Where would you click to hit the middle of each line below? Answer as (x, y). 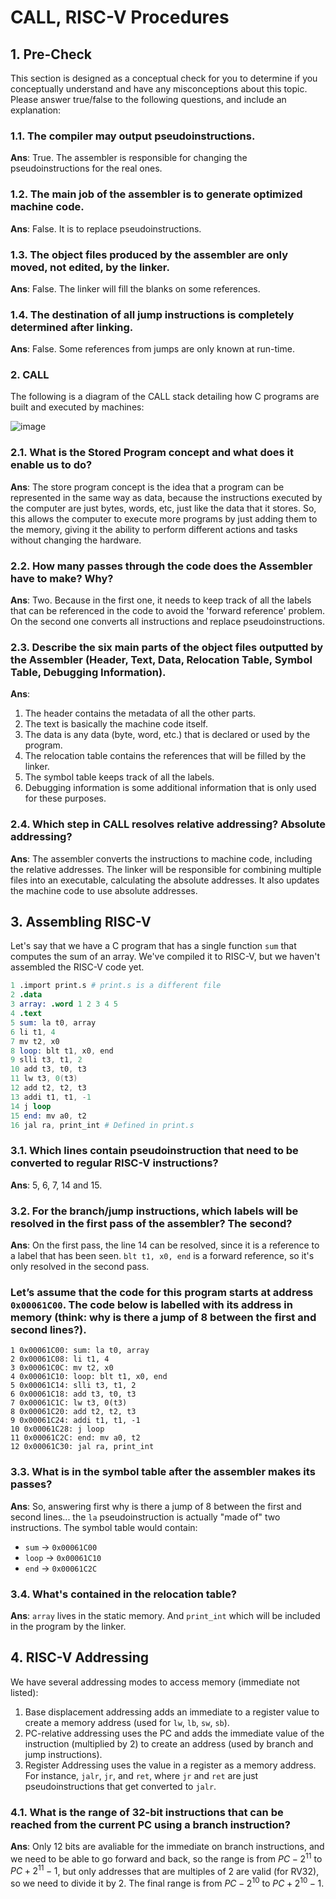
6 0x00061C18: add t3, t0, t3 (73, 1394)
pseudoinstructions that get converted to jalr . (120, 1786)
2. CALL (30, 375)
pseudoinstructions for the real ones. (86, 168)
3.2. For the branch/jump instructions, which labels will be (154, 1211)
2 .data (26, 995)
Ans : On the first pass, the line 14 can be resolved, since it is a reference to (165, 1245)
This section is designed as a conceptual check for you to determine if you (164, 78)
